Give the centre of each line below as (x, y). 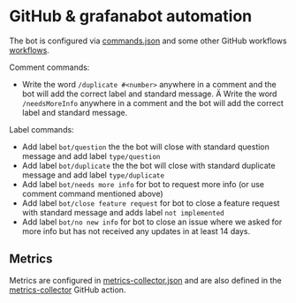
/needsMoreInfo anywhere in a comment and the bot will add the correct (153, 102)
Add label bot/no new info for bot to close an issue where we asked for (152, 222)
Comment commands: (49, 67)
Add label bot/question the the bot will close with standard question (145, 147)
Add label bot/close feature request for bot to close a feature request (151, 203)
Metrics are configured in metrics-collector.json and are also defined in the (146, 280)
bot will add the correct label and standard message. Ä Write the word (149, 94)
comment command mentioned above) (92, 193)
